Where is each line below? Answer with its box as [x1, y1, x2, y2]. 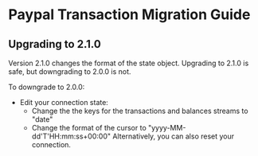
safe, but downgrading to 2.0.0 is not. [8, 67, 131, 76]
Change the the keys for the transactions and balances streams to [31, 106, 248, 115]
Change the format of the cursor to [31, 123, 147, 132]
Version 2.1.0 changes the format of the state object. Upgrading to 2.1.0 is [8, 58, 249, 68]
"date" [31, 115, 53, 124]
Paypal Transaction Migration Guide [8, 6, 251, 24]
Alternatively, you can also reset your [112, 131, 235, 141]
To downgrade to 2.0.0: [8, 82, 85, 92]
